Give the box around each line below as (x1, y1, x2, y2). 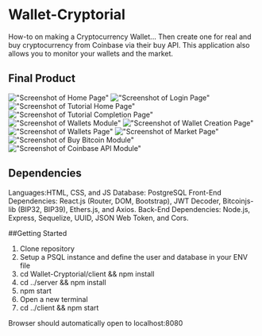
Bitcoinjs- (222, 196, 254, 206)
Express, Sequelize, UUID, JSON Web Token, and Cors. (8, 213, 189, 222)
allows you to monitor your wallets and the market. (8, 48, 173, 58)
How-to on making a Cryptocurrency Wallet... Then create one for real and (8, 32, 252, 41)
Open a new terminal (19, 294, 89, 303)
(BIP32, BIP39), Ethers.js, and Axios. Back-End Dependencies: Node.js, (17, 204, 251, 214)
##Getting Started (8, 228, 67, 238)
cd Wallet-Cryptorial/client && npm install (19, 268, 155, 279)
